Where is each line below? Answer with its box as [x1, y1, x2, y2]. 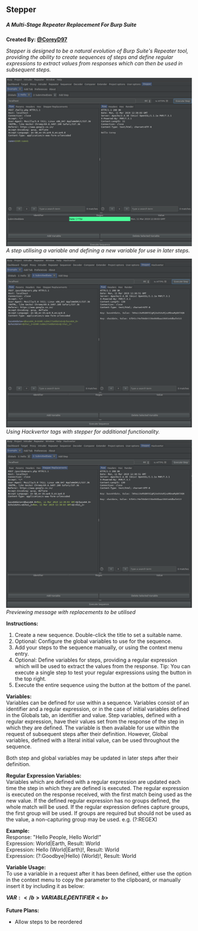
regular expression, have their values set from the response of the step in [6, 718, 184, 725]
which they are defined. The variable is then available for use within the [6, 724, 180, 731]
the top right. [14, 675, 47, 682]
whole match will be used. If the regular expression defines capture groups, [6, 804, 190, 811]
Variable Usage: [6, 864, 46, 871]
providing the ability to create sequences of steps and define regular [6, 54, 174, 61]
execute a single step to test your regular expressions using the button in [14, 669, 192, 676]
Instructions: [6, 620, 39, 627]
